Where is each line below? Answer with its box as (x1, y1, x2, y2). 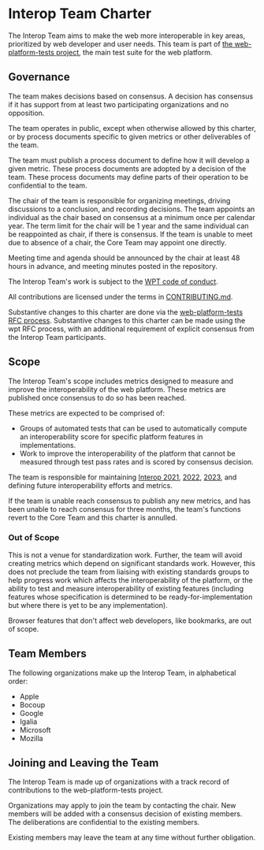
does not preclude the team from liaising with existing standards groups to (8, 567, 250, 576)
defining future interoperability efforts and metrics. (8, 480, 173, 490)
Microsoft (19, 725, 51, 734)
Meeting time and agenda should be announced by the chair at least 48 (8, 253, 240, 263)
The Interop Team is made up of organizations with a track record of (8, 777, 230, 787)
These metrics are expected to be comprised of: (8, 408, 165, 418)
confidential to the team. (8, 181, 88, 190)
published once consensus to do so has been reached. (8, 393, 187, 402)
